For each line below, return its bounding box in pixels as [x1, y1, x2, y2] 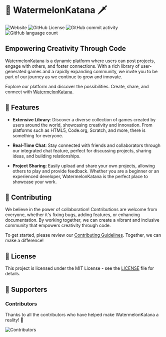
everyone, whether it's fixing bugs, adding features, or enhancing [5, 212, 140, 218]
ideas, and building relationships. [12, 153, 81, 159]
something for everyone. [12, 132, 63, 138]
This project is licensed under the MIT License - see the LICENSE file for [5, 265, 154, 271]
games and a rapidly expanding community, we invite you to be [27, 68, 158, 74]
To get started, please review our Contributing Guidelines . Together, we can [5, 232, 161, 238]
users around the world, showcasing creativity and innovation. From [12, 122, 152, 128]
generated [5, 68, 26, 74]
